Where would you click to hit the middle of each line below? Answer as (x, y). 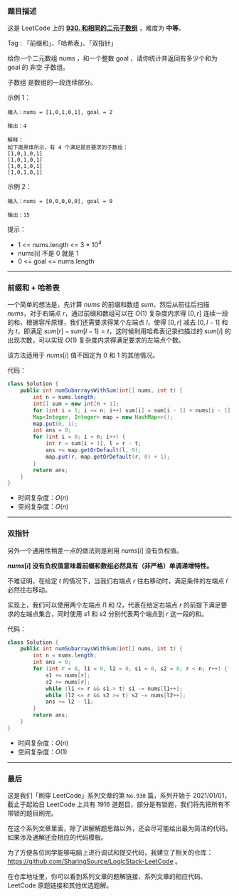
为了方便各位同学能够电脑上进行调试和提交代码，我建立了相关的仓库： (110, 853)
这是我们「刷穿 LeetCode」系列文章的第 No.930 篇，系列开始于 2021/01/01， (119, 796)
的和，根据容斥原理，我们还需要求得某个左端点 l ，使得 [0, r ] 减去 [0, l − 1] (114, 323)
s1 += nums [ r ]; (68, 675)
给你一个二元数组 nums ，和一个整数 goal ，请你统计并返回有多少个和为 (113, 58)
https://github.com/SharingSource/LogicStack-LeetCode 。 (94, 861)
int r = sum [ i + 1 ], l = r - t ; (93, 444)
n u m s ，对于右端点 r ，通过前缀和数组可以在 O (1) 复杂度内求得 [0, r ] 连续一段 (118, 313)
